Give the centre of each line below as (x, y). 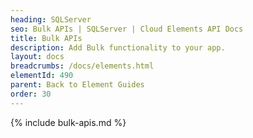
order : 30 (31, 94)
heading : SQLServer (51, 19)
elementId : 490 (42, 76)
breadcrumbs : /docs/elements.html (82, 66)
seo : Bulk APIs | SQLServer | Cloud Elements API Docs (127, 29)
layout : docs (37, 57)
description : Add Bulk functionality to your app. (118, 47)
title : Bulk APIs (46, 38)
